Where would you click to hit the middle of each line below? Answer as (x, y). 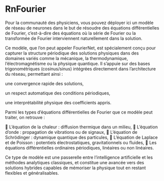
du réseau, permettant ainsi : (34, 74)
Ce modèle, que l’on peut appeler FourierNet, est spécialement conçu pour (81, 48)
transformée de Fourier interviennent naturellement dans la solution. (74, 38)
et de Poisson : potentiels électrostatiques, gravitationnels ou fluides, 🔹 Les (81, 142)
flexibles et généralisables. (32, 173)
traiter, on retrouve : (25, 117)
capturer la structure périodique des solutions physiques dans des (72, 53)
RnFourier (26, 9)
